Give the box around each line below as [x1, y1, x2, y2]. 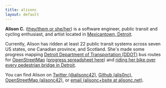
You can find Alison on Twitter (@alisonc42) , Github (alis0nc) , [5, 71, 133, 77]
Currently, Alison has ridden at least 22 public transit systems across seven [5, 40, 161, 46]
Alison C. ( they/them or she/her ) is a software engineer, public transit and [5, 25, 158, 31]
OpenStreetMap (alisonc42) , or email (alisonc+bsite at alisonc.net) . [5, 77, 144, 83]
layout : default [5, 12, 39, 17]
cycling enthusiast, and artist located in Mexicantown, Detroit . [5, 31, 133, 37]
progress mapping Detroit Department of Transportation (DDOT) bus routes [5, 51, 161, 57]
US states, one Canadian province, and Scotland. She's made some [5, 46, 145, 52]
